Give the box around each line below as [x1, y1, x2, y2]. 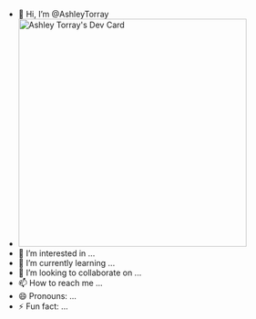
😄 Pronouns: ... [17, 291, 77, 301]
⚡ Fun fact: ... [17, 301, 68, 312]
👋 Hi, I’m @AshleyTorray [17, 9, 109, 19]
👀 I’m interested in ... [17, 248, 96, 259]
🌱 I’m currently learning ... [17, 258, 116, 268]
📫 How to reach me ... [17, 278, 103, 288]
